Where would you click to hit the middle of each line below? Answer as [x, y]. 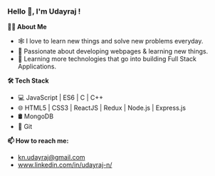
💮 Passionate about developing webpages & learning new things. [113, 51]
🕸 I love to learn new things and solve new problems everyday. [110, 41]
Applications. [37, 66]
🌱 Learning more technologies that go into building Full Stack [107, 59]
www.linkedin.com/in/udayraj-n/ [65, 165]
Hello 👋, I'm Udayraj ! [44, 11]
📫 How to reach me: [38, 141]
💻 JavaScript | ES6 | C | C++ [60, 98]
